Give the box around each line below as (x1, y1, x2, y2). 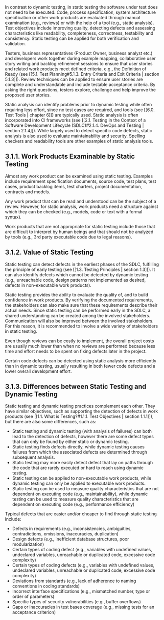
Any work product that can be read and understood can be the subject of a (5, 198, 157, 204)
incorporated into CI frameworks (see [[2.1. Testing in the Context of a (5, 118, 146, 123)
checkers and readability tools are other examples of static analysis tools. (5, 138, 153, 144)
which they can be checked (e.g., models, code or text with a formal (5, 208, 143, 214)
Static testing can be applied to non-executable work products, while (12, 475, 152, 481)
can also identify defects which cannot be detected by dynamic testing (5, 271, 148, 277)
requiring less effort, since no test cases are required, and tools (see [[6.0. (5, 107, 155, 113)
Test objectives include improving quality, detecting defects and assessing (5, 25, 156, 31)
